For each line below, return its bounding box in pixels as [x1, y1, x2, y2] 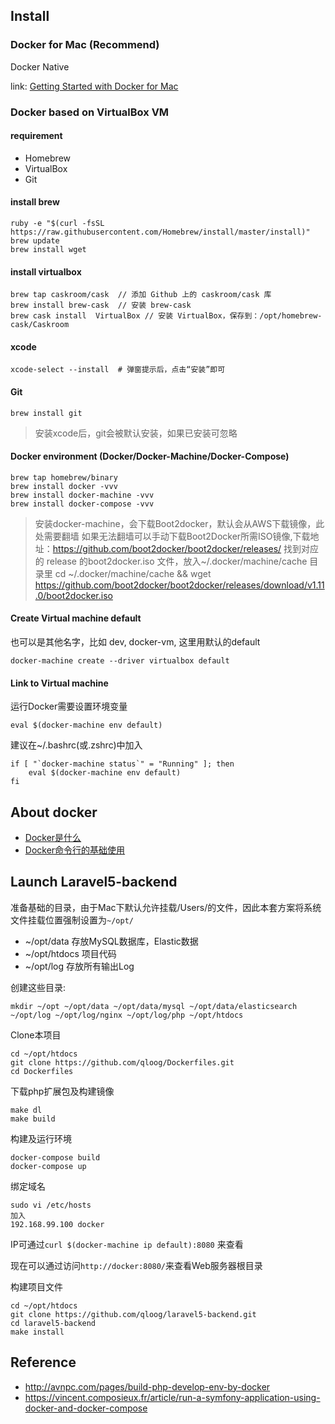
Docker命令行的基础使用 [24, 844, 126, 856]
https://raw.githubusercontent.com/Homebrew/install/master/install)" [10, 227, 311, 238]
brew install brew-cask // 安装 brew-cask [10, 300, 192, 311]
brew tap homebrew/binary [10, 472, 118, 483]
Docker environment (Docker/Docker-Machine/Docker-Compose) [10, 450, 290, 463]
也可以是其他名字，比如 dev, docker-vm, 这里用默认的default [10, 636, 261, 648]
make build [10, 1114, 56, 1124]
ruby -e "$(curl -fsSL [10, 219, 105, 229]
